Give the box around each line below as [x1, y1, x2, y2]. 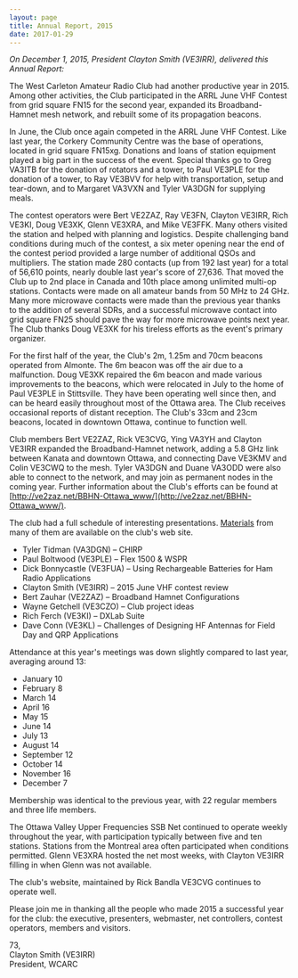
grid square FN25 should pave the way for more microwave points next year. [9, 314, 290, 325]
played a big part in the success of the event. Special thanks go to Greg [9, 155, 272, 166]
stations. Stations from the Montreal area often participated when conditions [9, 841, 289, 851]
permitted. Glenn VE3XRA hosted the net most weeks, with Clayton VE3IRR [9, 851, 285, 861]
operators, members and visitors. [9, 923, 131, 933]
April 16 [21, 702, 51, 713]
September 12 [21, 750, 74, 760]
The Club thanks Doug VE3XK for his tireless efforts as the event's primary [9, 324, 283, 334]
